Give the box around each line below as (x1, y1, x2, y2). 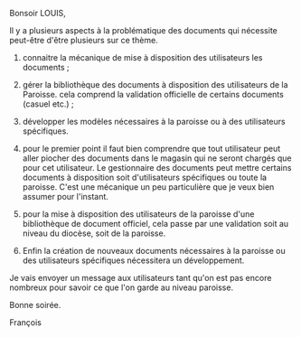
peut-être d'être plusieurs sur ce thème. (9, 35, 158, 45)
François (9, 317, 42, 328)
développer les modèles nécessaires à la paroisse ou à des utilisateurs (22, 117, 287, 126)
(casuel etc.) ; (22, 98, 74, 109)
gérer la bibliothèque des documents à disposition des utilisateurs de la (22, 80, 288, 89)
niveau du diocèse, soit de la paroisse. (22, 228, 166, 239)
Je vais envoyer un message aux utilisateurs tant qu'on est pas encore (9, 273, 272, 283)
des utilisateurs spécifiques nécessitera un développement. (22, 255, 245, 266)
